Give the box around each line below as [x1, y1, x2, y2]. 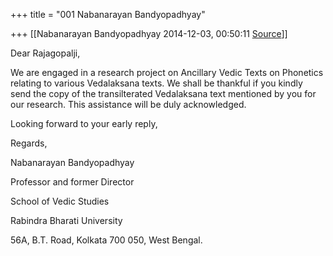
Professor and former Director [10, 176, 135, 188]
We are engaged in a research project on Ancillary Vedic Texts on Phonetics [10, 67, 324, 78]
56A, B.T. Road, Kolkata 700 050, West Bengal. [10, 234, 203, 246]
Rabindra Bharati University [10, 215, 123, 226]
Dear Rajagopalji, [10, 47, 81, 59]
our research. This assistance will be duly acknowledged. [10, 99, 247, 110]
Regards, [10, 137, 48, 149]
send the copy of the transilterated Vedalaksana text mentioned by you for [10, 88, 317, 99]
